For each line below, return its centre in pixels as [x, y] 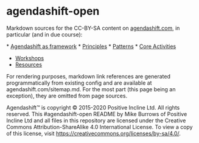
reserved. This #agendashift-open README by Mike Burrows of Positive [97, 114]
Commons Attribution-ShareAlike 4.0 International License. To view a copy [100, 127]
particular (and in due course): [44, 34]
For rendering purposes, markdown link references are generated [88, 76]
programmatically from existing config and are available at [79, 83]
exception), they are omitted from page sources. [67, 96]
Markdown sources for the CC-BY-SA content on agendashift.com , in [93, 28]
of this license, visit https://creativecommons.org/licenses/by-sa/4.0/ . [94, 133]
